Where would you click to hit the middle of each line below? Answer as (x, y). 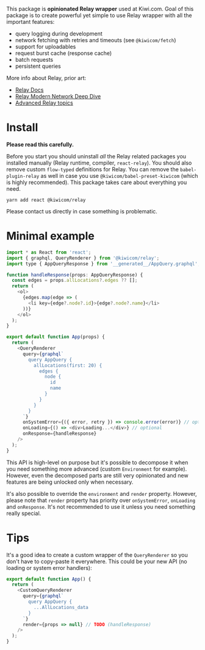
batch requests (34, 60)
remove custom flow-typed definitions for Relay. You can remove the (92, 169)
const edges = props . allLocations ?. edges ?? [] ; (75, 281)
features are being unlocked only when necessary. (70, 482)
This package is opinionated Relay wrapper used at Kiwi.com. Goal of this (100, 9)
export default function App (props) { (56, 337)
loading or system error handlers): (49, 567)
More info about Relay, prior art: (46, 78)
